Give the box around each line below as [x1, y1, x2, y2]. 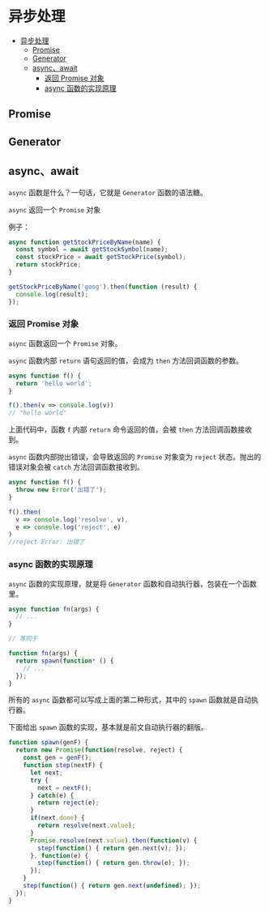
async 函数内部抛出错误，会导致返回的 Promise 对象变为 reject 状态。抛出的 [8, 452, 262, 462]
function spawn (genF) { [8, 739, 89, 747]
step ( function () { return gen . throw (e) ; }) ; [37, 859, 190, 867]
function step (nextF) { [23, 761, 104, 769]
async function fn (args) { [8, 605, 100, 613]
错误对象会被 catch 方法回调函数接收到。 [8, 462, 144, 472]
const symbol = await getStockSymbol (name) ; [15, 245, 169, 254]
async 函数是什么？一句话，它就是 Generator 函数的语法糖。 [8, 187, 208, 197]
